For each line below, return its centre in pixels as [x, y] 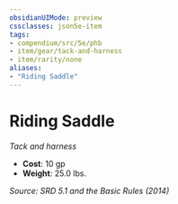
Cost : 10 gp [44, 163]
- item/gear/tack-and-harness [66, 51]
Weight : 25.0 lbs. [54, 173]
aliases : [26, 69]
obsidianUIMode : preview [56, 18]
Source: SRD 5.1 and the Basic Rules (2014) [89, 190]
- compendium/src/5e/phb [56, 43]
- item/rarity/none [46, 60]
